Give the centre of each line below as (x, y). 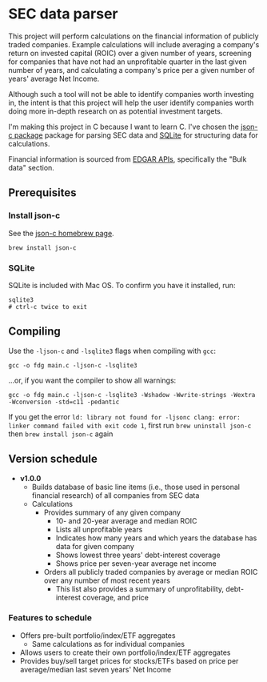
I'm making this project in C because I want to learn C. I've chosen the (124, 126)
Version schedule (53, 459)
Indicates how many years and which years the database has (156, 538)
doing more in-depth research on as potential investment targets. (116, 111)
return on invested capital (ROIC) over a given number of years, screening (130, 53)
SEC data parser (63, 14)
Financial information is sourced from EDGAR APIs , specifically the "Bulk (128, 159)
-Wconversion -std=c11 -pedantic (64, 402)
